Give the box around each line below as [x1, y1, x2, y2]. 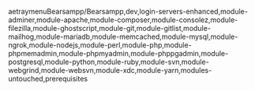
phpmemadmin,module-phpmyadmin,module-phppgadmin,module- [8, 49, 229, 58]
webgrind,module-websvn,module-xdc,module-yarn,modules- [8, 66, 212, 74]
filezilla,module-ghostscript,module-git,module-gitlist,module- [8, 24, 212, 32]
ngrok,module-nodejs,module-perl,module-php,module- [8, 40, 192, 50]
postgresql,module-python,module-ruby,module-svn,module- [8, 57, 209, 66]
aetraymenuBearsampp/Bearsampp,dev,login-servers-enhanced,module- [8, 7, 249, 16]
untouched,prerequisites [8, 74, 88, 83]
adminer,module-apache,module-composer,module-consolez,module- [8, 15, 238, 25]
